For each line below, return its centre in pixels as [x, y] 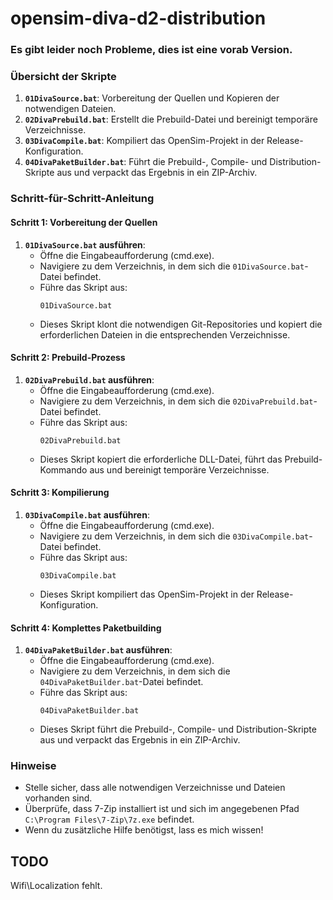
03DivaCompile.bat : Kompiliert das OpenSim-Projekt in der [144, 141]
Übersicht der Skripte [63, 77]
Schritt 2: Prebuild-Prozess [68, 358]
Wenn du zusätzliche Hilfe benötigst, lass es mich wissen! [144, 830]
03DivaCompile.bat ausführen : [87, 514]
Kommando [63, 469]
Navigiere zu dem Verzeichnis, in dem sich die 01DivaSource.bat [172, 266]
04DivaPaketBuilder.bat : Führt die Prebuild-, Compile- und [146, 162]
